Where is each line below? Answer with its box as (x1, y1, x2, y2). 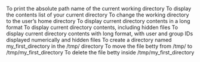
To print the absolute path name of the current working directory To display (6, 5, 192, 12)
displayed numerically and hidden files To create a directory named (6, 37, 172, 43)
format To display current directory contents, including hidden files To (6, 24, 178, 31)
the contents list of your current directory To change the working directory (6, 11, 189, 18)
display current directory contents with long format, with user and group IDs (6, 30, 193, 37)
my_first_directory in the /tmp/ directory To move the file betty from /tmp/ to (6, 43, 193, 50)
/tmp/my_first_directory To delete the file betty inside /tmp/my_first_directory (6, 49, 195, 56)
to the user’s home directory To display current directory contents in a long (6, 18, 190, 24)
